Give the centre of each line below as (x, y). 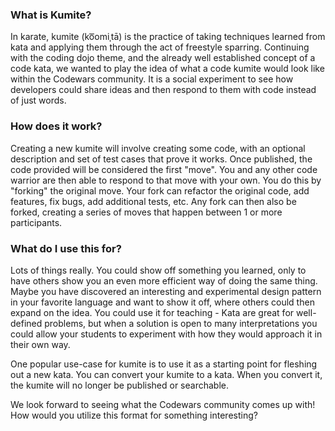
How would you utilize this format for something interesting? (134, 415)
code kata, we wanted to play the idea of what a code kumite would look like (167, 69)
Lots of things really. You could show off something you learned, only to (158, 270)
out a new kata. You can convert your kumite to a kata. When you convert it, (166, 374)
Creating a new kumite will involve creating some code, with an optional (158, 148)
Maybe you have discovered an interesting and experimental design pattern (166, 291)
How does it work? (56, 126)
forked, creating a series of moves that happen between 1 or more (146, 212)
